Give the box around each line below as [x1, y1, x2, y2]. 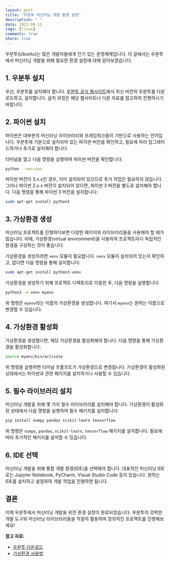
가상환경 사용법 [12, 550, 44, 556]
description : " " [5, 17, 42, 22]
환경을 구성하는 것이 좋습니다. [5, 242, 65, 248]
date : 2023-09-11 [5, 22, 42, 27]
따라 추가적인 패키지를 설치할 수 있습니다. [5, 434, 88, 440]
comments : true [5, 31, 38, 36]
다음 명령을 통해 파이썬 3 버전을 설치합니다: [12, 189, 98, 195]
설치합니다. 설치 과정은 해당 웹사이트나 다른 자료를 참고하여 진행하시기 [24, 94, 164, 101]
